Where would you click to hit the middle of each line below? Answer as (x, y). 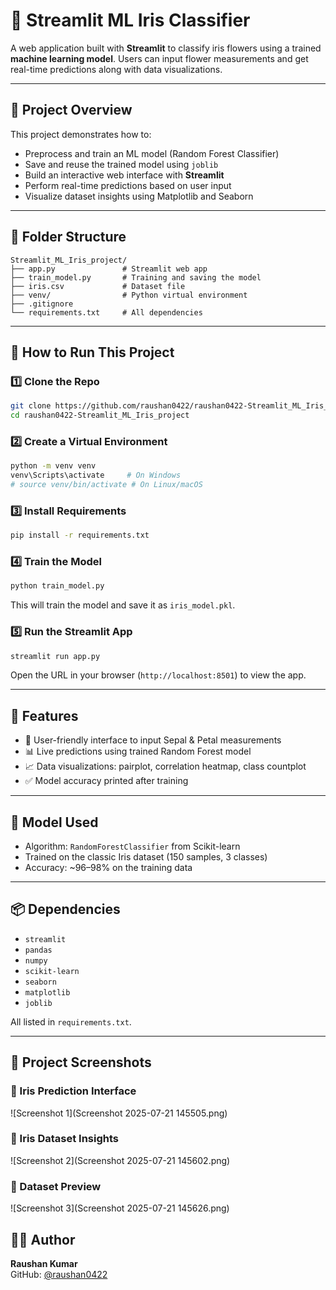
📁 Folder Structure (68, 237)
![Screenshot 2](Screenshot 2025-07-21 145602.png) (120, 1160)
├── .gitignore (42, 304)
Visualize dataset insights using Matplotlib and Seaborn (139, 196)
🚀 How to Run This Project (92, 352)
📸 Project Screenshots (81, 1062)
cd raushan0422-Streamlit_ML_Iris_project (100, 415)
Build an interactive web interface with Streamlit (124, 175)
